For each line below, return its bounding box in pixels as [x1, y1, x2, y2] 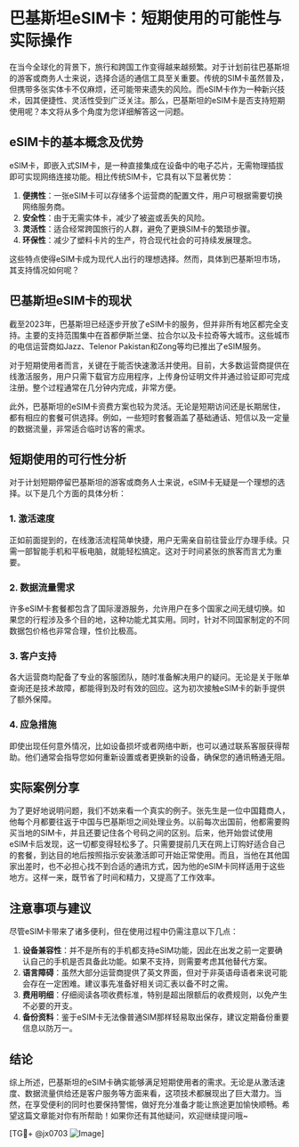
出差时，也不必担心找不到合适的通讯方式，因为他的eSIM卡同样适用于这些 [16, 861, 286, 872]
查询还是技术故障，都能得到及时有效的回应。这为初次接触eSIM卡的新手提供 [9, 683, 286, 694]
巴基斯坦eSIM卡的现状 [9, 293, 132, 308]
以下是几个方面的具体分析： [24, 488, 126, 499]
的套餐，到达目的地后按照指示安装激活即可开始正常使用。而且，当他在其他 [9, 850, 282, 860]
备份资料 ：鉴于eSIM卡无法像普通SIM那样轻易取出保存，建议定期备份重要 [21, 1012, 289, 1022]
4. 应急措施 [9, 719, 57, 731]
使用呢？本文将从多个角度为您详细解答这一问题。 [9, 106, 189, 117]
